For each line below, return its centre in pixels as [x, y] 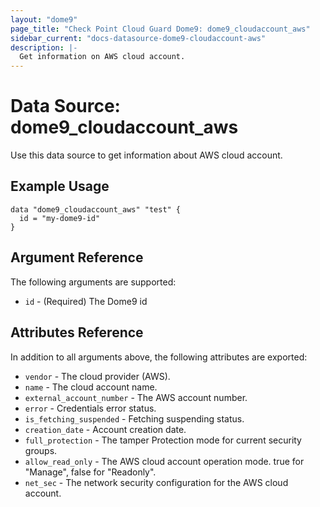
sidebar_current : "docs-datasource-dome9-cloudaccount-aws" [138, 38]
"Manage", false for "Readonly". [90, 472]
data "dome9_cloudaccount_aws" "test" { [96, 209]
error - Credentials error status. [90, 408]
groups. [41, 450]
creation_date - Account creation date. [105, 429]
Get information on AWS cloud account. [102, 57]
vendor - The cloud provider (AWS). [97, 376]
